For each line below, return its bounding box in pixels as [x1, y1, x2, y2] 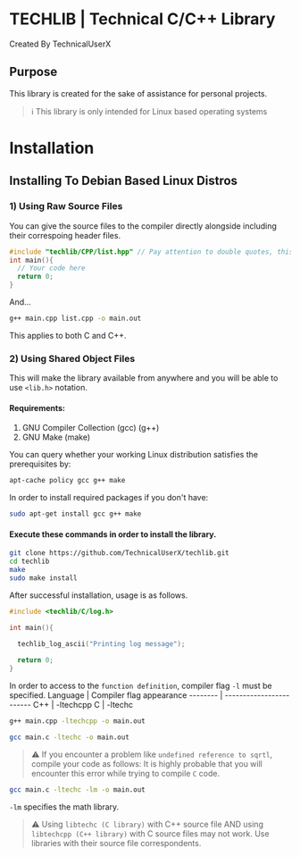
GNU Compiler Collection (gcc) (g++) [21, 423, 160, 433]
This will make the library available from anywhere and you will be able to [9, 373, 279, 383]
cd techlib [9, 557, 50, 567]
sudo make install [9, 573, 78, 583]
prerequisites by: [9, 458, 71, 469]
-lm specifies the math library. [9, 801, 120, 812]
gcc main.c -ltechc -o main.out [9, 733, 129, 742]
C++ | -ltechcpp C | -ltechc [32, 700, 134, 710]
